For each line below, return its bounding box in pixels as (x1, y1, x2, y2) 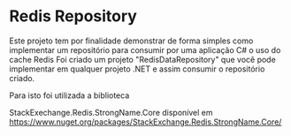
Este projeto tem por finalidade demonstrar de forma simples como (9, 35, 254, 46)
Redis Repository (9, 6, 137, 26)
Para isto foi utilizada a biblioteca (9, 90, 130, 101)
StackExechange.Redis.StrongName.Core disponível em (9, 107, 213, 117)
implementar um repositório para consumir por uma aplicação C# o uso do (9, 44, 281, 55)
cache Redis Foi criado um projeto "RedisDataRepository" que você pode (9, 54, 276, 64)
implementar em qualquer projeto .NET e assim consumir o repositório (9, 64, 265, 74)
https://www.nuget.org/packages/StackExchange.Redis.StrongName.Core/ (9, 117, 282, 127)
